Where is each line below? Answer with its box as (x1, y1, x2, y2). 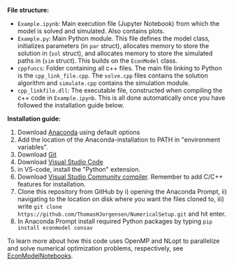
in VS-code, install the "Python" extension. (17, 165, 141, 173)
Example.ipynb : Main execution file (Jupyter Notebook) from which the (17, 20, 220, 27)
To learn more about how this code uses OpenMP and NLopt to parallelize (7, 237, 220, 245)
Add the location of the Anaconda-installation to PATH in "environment (17, 135, 221, 144)
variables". (17, 143, 49, 151)
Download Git (17, 150, 57, 158)
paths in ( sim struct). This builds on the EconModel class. (17, 57, 178, 65)
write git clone (17, 202, 63, 210)
